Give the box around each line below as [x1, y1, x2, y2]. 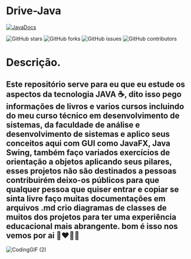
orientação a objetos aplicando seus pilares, [6, 156, 172, 166]
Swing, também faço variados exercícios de [6, 147, 170, 158]
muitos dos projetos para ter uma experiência [6, 212, 177, 222]
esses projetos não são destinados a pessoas [6, 166, 177, 176]
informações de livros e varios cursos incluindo [6, 101, 185, 112]
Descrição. [6, 56, 61, 69]
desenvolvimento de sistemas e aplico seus [6, 129, 170, 139]
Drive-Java [6, 4, 62, 18]
